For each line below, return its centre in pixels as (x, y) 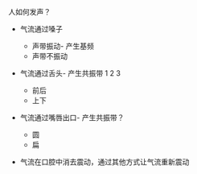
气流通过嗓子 (41, 29)
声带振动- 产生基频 (63, 46)
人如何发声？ (29, 12)
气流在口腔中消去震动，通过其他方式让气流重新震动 (105, 162)
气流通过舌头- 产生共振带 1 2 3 (70, 73)
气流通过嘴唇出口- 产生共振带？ (72, 118)
